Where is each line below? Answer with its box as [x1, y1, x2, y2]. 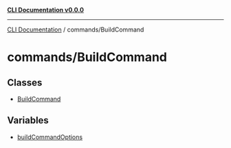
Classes [7, 77, 43, 88]
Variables [7, 114, 49, 126]
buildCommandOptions [16, 133, 83, 141]
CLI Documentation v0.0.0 [7, 6, 85, 14]
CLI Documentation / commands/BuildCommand [7, 25, 144, 34]
